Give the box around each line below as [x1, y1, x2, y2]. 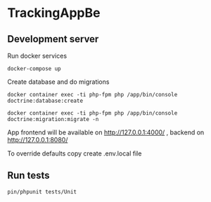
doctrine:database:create [7, 97, 83, 104]
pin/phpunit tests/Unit [7, 188, 77, 195]
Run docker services [7, 51, 68, 60]
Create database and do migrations [7, 77, 110, 86]
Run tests [7, 170, 50, 182]
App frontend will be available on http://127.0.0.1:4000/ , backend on [7, 128, 205, 137]
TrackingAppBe [7, 5, 101, 21]
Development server [7, 33, 99, 45]
